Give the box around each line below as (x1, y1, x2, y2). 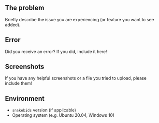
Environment (5, 94, 45, 103)
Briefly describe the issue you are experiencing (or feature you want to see (5, 16, 154, 22)
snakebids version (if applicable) (12, 107, 76, 113)
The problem (5, 4, 44, 12)
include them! (5, 81, 32, 86)
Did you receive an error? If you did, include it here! (5, 48, 107, 55)
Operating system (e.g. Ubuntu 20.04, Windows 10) (12, 112, 115, 118)
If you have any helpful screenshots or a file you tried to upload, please (5, 75, 146, 81)
